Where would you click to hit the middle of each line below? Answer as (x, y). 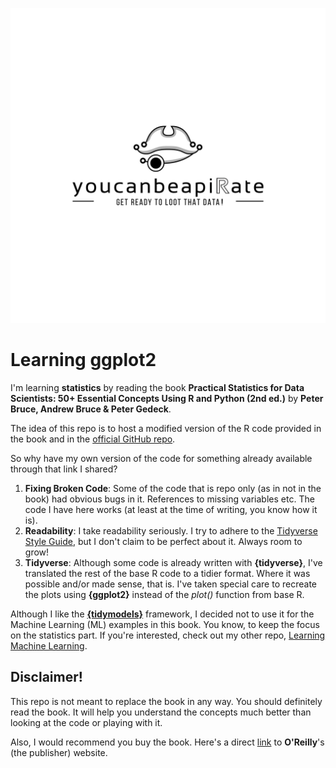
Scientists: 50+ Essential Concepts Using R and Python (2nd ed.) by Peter (167, 398)
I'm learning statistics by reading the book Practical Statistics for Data (157, 387)
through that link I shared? (64, 469)
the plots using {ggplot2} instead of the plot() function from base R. (164, 594)
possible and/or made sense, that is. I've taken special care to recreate (170, 584)
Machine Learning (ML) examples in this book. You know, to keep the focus (165, 624)
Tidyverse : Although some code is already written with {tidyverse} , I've (173, 562)
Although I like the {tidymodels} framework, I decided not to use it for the (162, 614)
